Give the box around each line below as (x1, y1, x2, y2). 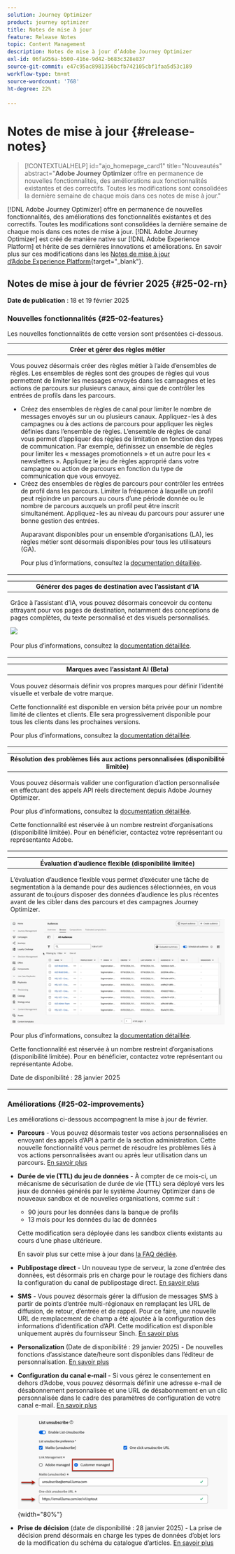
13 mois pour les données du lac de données (27, 1215, 157, 1224)
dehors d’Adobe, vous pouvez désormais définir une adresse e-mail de (17, 1379, 222, 1387)
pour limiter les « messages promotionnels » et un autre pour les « (20, 449, 211, 458)
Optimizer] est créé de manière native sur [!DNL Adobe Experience (7, 235, 200, 243)
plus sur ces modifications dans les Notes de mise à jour (7, 250, 170, 259)
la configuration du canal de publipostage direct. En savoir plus (17, 1279, 200, 1287)
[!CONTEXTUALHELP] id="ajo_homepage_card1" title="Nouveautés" (24, 162, 222, 170)
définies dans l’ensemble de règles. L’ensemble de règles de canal (20, 428, 211, 436)
